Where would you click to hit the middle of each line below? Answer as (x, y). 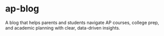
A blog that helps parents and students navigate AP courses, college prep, (82, 22)
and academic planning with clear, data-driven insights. (63, 27)
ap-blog (22, 9)
